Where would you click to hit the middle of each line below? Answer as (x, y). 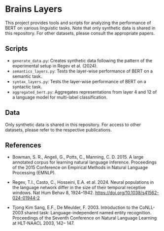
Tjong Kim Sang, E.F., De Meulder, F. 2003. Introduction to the (75, 207)
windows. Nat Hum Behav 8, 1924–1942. (53, 193)
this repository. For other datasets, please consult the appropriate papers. (80, 33)
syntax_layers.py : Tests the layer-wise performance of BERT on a (79, 81)
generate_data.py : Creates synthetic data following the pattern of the (82, 61)
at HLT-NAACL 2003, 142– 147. (43, 223)
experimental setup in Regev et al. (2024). (55, 66)
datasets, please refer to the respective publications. (59, 130)
